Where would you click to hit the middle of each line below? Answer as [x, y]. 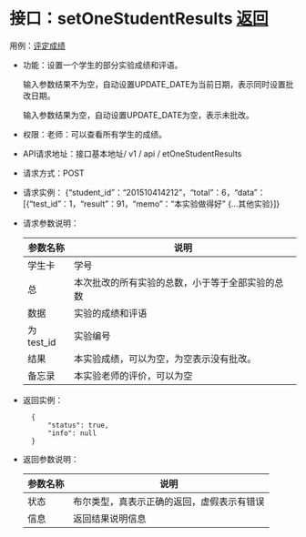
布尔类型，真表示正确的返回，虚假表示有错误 [168, 502]
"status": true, [78, 425]
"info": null [72, 433]
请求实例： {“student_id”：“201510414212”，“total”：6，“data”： [144, 192]
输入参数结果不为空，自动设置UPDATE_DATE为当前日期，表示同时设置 [154, 84]
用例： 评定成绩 [37, 46]
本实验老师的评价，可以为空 [133, 376]
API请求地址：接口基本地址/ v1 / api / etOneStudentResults [132, 153]
